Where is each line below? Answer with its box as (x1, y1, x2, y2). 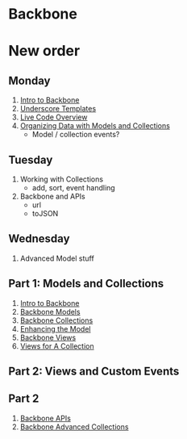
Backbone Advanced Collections (19, 421, 129, 432)
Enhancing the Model (19, 324, 91, 333)
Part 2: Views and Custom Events (8, 365, 180, 378)
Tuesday (8, 153, 53, 166)
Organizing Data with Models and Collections (19, 121, 171, 131)
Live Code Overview (19, 112, 88, 122)
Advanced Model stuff (19, 253, 94, 263)
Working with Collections (19, 174, 103, 184)
